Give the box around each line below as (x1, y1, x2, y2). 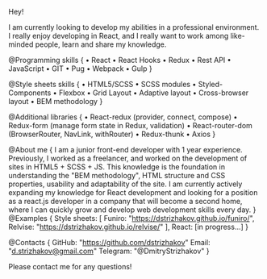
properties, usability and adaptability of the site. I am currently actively (8, 179, 243, 189)
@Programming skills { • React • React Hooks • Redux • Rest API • (8, 56, 232, 65)
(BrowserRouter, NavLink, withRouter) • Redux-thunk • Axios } (8, 129, 216, 139)
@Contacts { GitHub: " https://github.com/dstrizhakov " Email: (8, 238, 211, 247)
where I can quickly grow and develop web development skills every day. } (8, 205, 257, 214)
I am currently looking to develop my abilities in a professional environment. (8, 23, 260, 31)
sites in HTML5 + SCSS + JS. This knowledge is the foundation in (8, 162, 226, 172)
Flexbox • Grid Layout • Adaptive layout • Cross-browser (59, 88, 249, 98)
